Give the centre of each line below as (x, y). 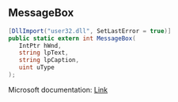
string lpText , (44, 53)
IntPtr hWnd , (40, 46)
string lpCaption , (49, 60)
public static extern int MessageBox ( (72, 38)
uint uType (37, 67)
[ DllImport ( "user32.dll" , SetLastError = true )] (90, 31)
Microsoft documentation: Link (58, 89)
